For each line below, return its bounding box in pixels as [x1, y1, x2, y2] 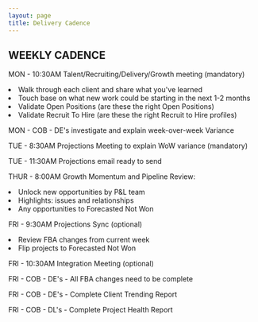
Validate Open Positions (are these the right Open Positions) [18, 102, 214, 111]
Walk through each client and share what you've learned [18, 85, 203, 95]
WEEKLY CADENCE [8, 48, 106, 62]
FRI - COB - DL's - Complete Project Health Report [8, 305, 173, 315]
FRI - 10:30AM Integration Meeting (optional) [8, 259, 155, 269]
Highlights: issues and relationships [18, 196, 134, 205]
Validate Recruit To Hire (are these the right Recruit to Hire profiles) [18, 111, 237, 120]
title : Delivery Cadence [8, 19, 90, 27]
